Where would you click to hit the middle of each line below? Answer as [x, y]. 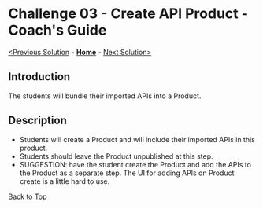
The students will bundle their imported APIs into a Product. [105, 96]
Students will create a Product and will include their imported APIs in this [137, 139]
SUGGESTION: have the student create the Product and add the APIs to [135, 164]
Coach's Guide [57, 30]
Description [37, 121]
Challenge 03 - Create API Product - [128, 14]
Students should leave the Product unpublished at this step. [117, 156]
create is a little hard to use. [65, 181]
